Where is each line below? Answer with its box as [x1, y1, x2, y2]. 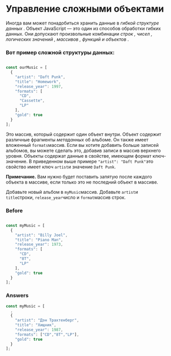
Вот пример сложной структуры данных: [6, 49, 115, 56]
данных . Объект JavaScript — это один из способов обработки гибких [6, 25, 161, 31]
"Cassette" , [19, 98, 45, 104]
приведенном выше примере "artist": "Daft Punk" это [33, 158, 154, 164]
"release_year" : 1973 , [15, 242, 63, 247]
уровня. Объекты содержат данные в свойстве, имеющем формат [6, 152, 152, 159]
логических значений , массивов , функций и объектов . [6, 36, 129, 42]
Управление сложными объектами [6, 3, 164, 15]
